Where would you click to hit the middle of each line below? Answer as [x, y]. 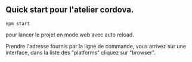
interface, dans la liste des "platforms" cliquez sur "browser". [81, 52]
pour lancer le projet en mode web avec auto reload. [70, 35]
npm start [18, 23]
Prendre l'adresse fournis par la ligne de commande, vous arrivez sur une [96, 46]
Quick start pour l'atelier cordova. [70, 10]
